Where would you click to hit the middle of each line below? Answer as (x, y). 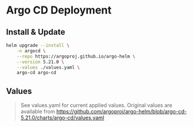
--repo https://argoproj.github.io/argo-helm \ (76, 56)
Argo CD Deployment (59, 10)
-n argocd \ (31, 51)
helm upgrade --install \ (38, 45)
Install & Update (36, 32)
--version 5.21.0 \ (41, 62)
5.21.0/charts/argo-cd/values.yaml (62, 118)
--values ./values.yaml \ (49, 67)
